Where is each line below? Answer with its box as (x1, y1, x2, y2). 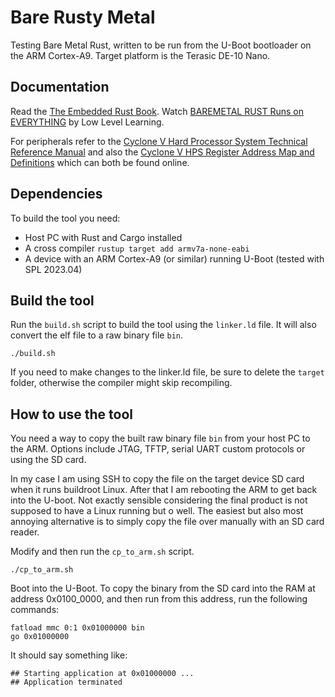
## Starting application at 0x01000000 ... (10, 669, 195, 679)
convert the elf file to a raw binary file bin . (10, 329, 183, 341)
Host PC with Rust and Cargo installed (24, 231, 183, 243)
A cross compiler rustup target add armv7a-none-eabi (24, 242, 250, 254)
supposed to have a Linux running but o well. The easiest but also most (10, 505, 304, 517)
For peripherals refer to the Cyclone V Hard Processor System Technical (10, 135, 308, 147)
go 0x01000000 (10, 632, 70, 642)
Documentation (10, 79, 110, 96)
